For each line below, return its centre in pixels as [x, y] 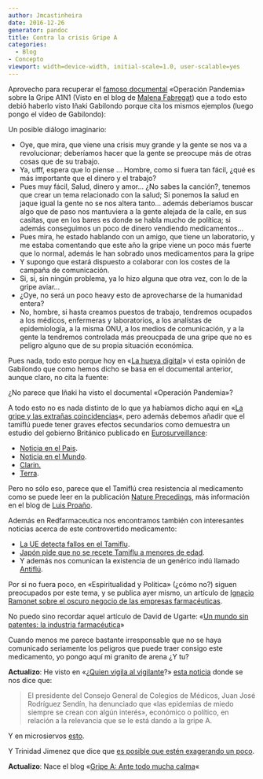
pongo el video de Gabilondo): [57, 114]
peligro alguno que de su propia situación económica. [106, 345]
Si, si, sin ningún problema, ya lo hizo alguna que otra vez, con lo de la [133, 278]
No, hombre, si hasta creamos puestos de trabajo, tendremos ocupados [136, 312]
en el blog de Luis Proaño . [50, 505]
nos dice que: [30, 680]
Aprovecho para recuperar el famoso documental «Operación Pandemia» [127, 89]
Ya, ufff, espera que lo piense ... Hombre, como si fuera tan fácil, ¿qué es [137, 169]
